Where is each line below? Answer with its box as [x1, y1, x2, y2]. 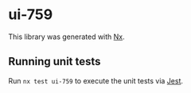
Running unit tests [8, 55, 101, 68]
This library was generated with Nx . [8, 32, 125, 41]
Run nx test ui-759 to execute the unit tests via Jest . [8, 76, 184, 85]
